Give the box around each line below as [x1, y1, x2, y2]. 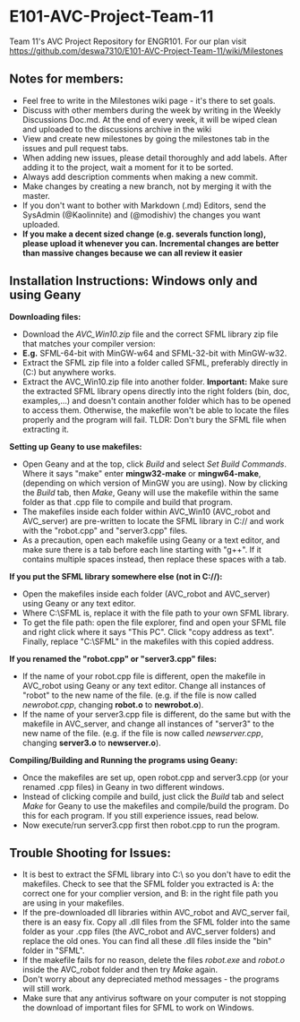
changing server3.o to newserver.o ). [21, 737, 161, 748]
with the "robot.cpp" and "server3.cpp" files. [21, 525, 188, 536]
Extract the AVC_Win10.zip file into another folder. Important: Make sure [21, 376, 288, 387]
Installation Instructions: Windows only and [9, 273, 258, 288]
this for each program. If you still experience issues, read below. [21, 810, 260, 820]
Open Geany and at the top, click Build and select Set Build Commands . [21, 459, 287, 469]
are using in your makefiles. [21, 897, 124, 908]
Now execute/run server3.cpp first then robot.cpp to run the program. [21, 820, 280, 830]
